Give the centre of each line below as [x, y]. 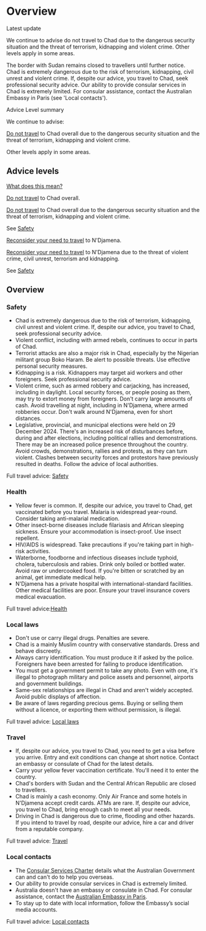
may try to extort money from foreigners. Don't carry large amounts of [104, 399]
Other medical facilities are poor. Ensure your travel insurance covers [102, 590]
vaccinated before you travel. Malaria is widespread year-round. [96, 512]
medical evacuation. [40, 596]
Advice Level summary [35, 109]
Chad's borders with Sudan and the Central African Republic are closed [105, 784]
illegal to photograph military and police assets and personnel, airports [105, 677]
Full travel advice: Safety [37, 476]
